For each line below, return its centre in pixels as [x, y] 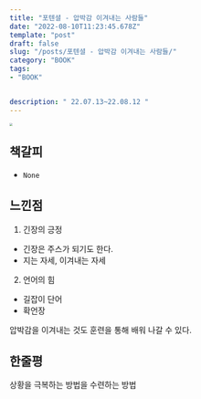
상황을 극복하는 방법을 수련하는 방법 [73, 385]
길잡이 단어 [42, 299]
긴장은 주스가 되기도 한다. [68, 248]
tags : [20, 69]
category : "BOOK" [42, 60]
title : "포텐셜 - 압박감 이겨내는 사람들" [79, 18]
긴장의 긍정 [42, 229]
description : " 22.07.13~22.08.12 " [79, 101]
